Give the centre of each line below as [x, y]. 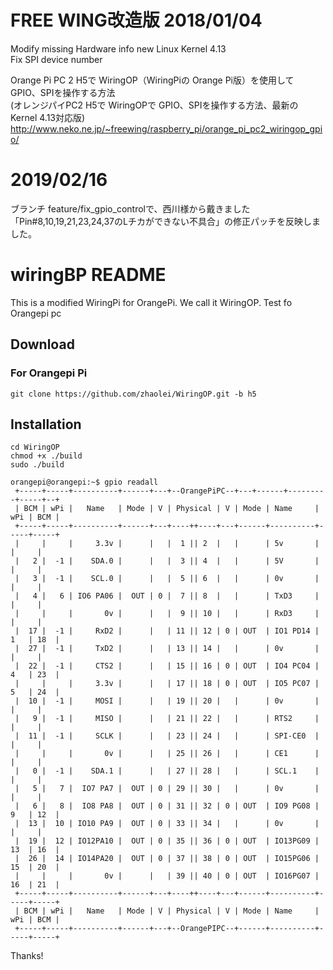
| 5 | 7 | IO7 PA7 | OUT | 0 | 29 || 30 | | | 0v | [167, 789]
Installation [46, 424]
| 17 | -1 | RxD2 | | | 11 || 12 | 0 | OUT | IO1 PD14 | [167, 631]
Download [42, 344]
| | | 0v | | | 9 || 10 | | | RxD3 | [167, 614]
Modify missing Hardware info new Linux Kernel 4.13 [118, 48]
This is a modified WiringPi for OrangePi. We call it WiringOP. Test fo [151, 302]
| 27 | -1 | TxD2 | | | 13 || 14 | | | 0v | [167, 649]
